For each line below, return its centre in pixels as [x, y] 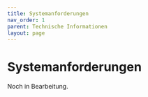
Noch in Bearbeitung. [38, 87]
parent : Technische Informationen [58, 26]
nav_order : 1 [26, 20]
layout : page [26, 33]
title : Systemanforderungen [48, 14]
